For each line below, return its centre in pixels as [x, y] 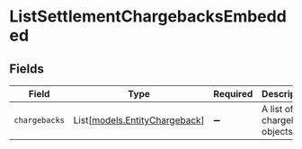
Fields [27, 69]
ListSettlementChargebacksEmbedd [148, 17]
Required [233, 94]
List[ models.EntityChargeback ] [139, 120]
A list [272, 109]
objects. [279, 131]
